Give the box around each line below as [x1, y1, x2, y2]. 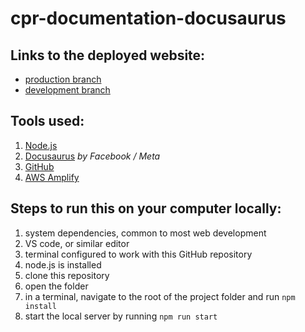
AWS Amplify [24, 171, 80, 183]
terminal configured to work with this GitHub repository [24, 248, 253, 260]
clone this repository [24, 269, 110, 281]
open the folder [24, 280, 89, 292]
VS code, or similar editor [24, 237, 130, 249]
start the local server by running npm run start [24, 310, 218, 322]
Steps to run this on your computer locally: [10, 200, 282, 217]
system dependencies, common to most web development [24, 227, 267, 239]
